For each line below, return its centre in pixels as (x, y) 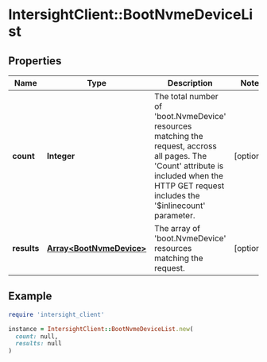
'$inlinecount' (180, 206)
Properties (35, 61)
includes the (177, 196)
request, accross (185, 146)
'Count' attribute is (189, 166)
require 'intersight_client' (56, 314)
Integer (61, 156)
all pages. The (180, 156)
